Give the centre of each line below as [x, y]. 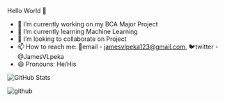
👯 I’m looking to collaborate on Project [72, 39]
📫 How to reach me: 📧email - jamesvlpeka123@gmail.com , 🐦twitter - [118, 46]
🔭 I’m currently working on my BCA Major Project [87, 24]
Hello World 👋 [27, 11]
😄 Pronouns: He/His [47, 64]
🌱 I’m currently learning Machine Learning [77, 32]
